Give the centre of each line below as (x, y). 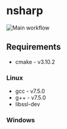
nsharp (25, 11)
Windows (21, 120)
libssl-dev (28, 104)
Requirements (33, 47)
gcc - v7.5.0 (30, 91)
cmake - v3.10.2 (35, 61)
